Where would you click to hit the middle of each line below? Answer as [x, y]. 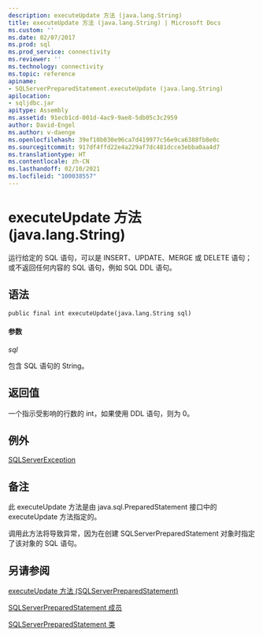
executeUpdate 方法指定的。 [55, 517]
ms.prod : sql [30, 45]
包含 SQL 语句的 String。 [48, 366]
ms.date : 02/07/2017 [42, 37]
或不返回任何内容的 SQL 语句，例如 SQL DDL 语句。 [93, 267]
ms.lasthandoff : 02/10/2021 [54, 169]
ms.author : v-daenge [42, 132]
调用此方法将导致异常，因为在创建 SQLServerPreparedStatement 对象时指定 [132, 534]
